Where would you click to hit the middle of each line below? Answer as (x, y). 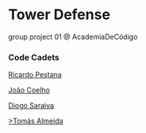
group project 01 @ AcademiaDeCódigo (73, 37)
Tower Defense (60, 15)
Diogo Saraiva (31, 106)
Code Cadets (34, 57)
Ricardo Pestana (35, 75)
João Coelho (29, 90)
